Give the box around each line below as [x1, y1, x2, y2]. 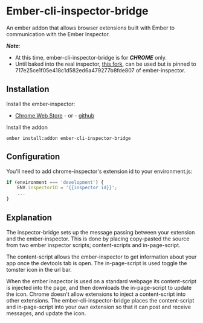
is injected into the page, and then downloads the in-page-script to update [6, 284, 192, 291]
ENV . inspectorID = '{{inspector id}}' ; [17, 185, 118, 191]
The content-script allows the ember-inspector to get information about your [6, 253, 197, 260]
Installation [6, 84, 50, 95]
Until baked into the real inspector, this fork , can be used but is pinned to [14, 60, 196, 67]
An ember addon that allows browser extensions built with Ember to [6, 24, 175, 31]
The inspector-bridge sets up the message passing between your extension [6, 228, 195, 236]
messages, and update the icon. [6, 309, 86, 317]
